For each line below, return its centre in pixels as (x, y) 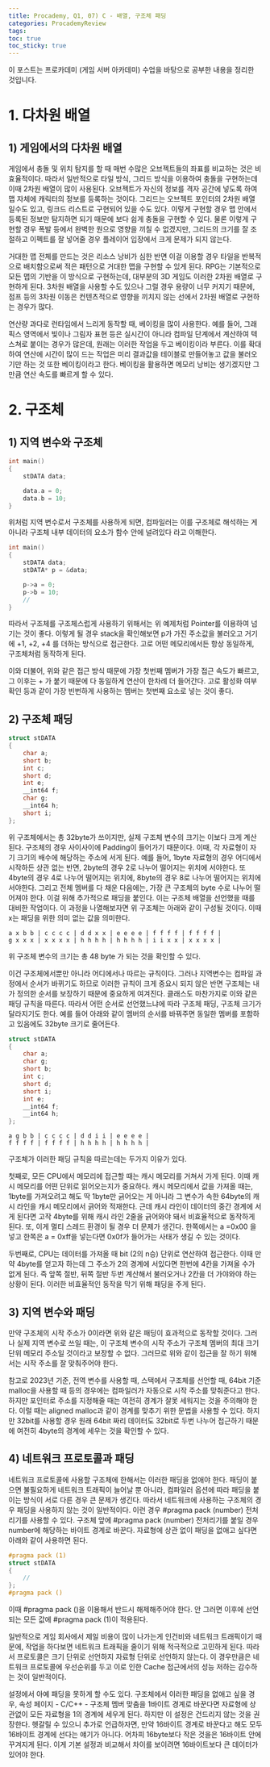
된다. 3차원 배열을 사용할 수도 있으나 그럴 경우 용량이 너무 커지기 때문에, (142, 286)
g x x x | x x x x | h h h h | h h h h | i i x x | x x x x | (115, 940)
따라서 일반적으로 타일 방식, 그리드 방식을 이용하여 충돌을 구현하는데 (151, 179)
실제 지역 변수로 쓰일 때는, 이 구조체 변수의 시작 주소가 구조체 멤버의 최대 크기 (138, 1343)
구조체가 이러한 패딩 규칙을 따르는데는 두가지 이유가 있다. (98, 1159)
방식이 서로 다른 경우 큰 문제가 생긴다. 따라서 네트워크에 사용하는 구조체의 (138, 1500)
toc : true (25, 38)
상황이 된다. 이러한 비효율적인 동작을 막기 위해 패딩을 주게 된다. (107, 1285)
